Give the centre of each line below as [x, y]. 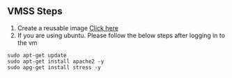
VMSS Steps [35, 11]
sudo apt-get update [37, 55]
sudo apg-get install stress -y [54, 67]
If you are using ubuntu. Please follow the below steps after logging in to [121, 35]
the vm [27, 42]
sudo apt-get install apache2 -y [56, 61]
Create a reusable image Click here [68, 28]
